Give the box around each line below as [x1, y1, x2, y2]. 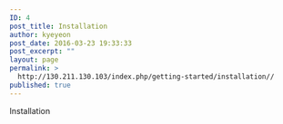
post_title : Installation [9, 22, 107, 31]
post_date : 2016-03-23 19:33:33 [9, 38, 132, 48]
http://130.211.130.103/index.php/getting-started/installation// [17, 72, 275, 81]
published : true [9, 81, 71, 90]
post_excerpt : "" [9, 47, 76, 56]
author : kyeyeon [9, 30, 71, 39]
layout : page [9, 55, 59, 64]
